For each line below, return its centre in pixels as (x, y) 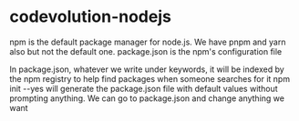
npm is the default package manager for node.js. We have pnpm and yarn (148, 42)
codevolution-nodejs (90, 17)
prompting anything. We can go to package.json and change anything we (147, 98)
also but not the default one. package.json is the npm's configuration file (146, 51)
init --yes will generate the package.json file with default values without (144, 88)
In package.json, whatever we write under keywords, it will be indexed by (147, 69)
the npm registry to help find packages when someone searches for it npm (149, 78)
